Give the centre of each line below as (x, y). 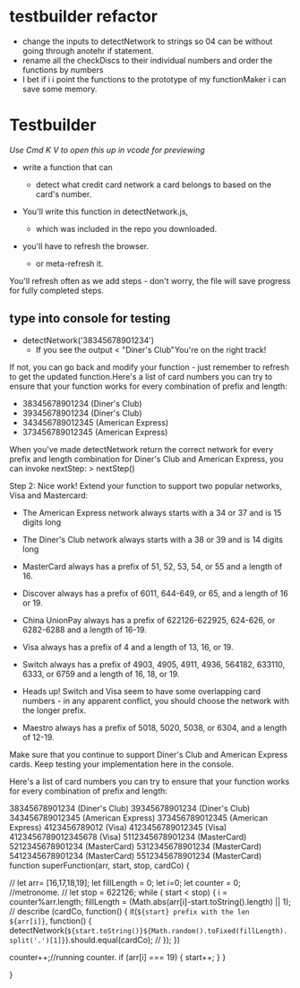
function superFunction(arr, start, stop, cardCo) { (99, 865)
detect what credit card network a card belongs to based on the (153, 185)
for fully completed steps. (57, 290)
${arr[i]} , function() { (51, 921)
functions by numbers (63, 70)
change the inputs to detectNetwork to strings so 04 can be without (147, 41)
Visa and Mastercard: (49, 495)
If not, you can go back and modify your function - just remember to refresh (149, 367)
